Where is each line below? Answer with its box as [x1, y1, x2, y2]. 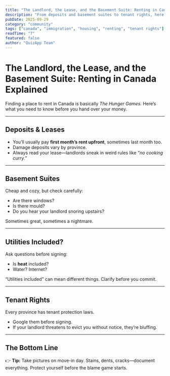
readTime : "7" [5, 31, 35, 36]
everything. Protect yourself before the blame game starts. [5, 364, 127, 370]
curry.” [12, 155, 27, 161]
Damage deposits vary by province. [12, 144, 87, 150]
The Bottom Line [5, 344, 58, 352]
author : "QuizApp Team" [5, 41, 56, 46]
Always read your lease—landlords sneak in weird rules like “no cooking [12, 149, 163, 156]
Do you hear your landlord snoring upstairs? [12, 208, 105, 214]
